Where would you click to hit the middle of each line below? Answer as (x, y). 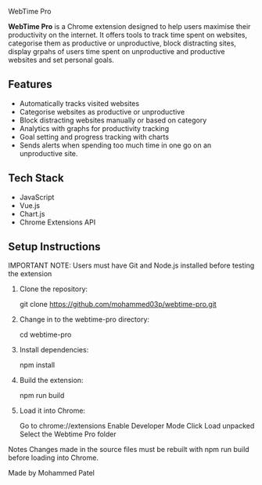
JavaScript (37, 197)
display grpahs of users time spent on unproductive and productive (117, 51)
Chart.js (32, 213)
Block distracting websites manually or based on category (113, 120)
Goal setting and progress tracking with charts (94, 137)
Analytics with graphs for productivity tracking (94, 128)
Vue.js (30, 205)
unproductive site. (48, 153)
